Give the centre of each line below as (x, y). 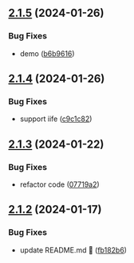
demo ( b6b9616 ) (47, 53)
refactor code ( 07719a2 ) (59, 184)
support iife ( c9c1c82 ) (56, 119)
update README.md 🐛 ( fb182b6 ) (73, 250)
